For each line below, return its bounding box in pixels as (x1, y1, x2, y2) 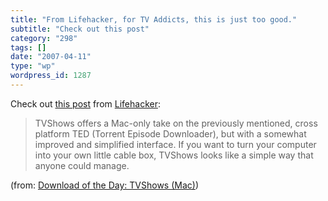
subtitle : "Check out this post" (10, 24, 150, 34)
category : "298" (10, 33, 78, 43)
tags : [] (10, 42, 47, 53)
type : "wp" (10, 61, 56, 71)
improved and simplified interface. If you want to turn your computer (34, 138, 317, 150)
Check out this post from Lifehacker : (10, 97, 161, 110)
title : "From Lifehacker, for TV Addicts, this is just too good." (10, 14, 298, 25)
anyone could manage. (34, 159, 130, 171)
